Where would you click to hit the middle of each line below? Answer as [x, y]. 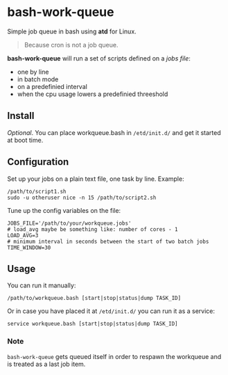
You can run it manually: [42, 285]
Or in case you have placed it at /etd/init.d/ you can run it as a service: [111, 311]
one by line [33, 72]
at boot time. [25, 140]
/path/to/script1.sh [37, 191]
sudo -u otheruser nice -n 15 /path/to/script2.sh [82, 198]
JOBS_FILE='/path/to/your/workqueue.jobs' [69, 223]
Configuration [38, 162]
